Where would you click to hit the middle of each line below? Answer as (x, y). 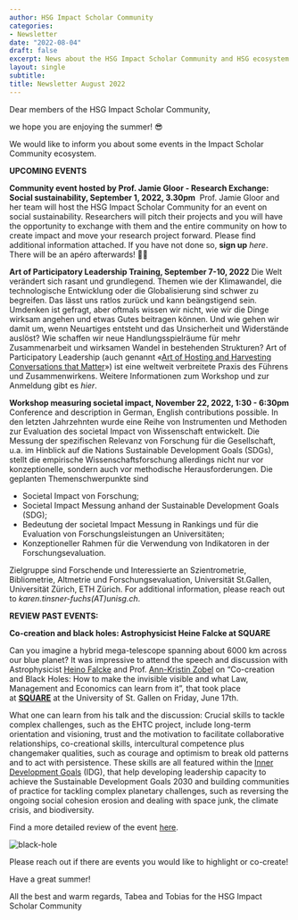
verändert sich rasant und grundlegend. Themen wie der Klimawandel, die (146, 281)
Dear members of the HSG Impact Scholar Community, (110, 109)
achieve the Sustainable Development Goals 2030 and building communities (149, 781)
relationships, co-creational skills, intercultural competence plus (127, 743)
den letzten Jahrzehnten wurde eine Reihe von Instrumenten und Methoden (148, 421)
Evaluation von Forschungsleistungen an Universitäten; (123, 534)
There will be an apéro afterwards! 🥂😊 (79, 254)
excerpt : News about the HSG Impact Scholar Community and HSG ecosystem (149, 59)
